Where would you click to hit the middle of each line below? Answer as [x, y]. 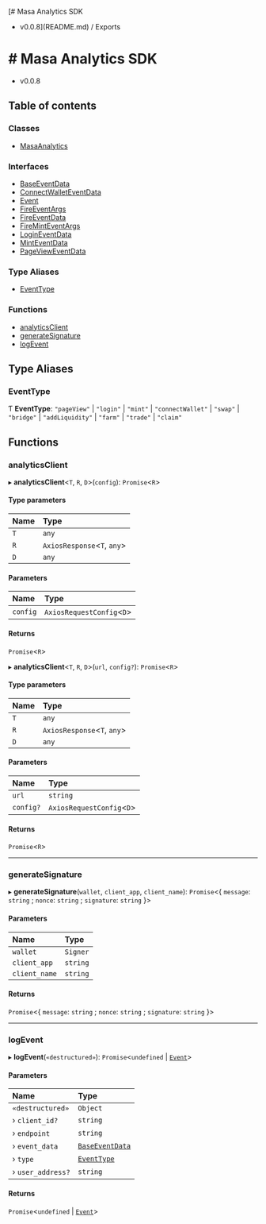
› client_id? [35, 1121]
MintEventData [44, 242]
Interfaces [28, 166]
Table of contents [52, 106]
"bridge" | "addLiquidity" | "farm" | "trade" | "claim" [95, 417]
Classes [24, 129]
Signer [77, 952]
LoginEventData [46, 234]
